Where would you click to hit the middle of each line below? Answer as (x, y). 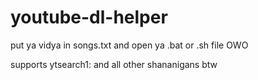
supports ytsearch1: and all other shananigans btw (114, 64)
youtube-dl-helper (89, 17)
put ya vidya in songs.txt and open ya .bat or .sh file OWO (129, 45)
